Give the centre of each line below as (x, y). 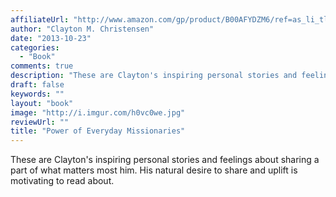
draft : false (37, 85)
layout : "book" (42, 103)
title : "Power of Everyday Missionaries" (98, 131)
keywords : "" (37, 94)
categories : (35, 47)
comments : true (42, 66)
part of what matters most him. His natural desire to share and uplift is (154, 170)
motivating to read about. (62, 181)
